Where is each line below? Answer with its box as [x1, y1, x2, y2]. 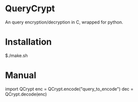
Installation [5, 36, 52, 48]
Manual [5, 70, 37, 81]
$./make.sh [5, 52, 28, 58]
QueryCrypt [5, 3, 55, 14]
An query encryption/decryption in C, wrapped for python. [5, 19, 123, 25]
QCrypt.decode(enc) [5, 91, 47, 97]
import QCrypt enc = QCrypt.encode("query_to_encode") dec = [5, 86, 134, 92]
